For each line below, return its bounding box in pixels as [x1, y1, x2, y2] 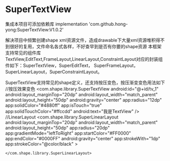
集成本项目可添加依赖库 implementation [5, 21, 88, 27]
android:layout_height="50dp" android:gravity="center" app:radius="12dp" [5, 97, 162, 103]
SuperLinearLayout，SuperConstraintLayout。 [5, 68, 103, 74]
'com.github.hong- [88, 21, 128, 27]
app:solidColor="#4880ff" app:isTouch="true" [5, 102, 103, 108]
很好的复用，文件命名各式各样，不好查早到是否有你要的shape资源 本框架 [9, 43, 162, 49]
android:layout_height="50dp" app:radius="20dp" [5, 125, 110, 131]
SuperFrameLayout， [93, 62, 139, 68]
